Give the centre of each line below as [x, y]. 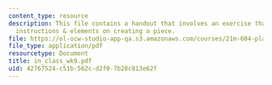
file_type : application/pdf [56, 46]
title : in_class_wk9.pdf [50, 62]
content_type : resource [49, 16]
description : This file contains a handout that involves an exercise [130, 23]
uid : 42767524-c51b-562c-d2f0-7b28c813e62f [83, 69]
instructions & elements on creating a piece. [96, 31]
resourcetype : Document [49, 53]
